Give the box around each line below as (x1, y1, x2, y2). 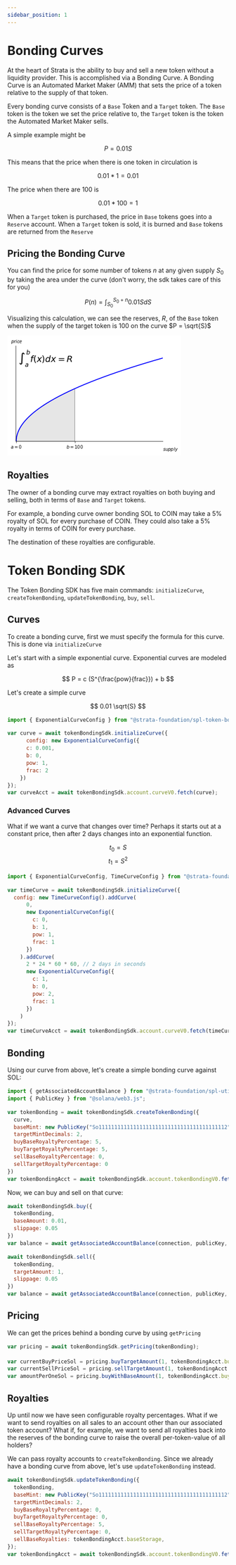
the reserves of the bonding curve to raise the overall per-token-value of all (7, 1433, 226, 1442)
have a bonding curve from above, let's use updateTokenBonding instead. (7, 1462, 216, 1470)
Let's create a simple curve (7, 688, 86, 697)
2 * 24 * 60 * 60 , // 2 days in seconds (25, 961, 146, 968)
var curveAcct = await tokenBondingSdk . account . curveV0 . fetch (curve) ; (7, 789, 218, 797)
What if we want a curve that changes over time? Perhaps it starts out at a (7, 822, 221, 830)
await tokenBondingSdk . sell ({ (7, 1253, 96, 1260)
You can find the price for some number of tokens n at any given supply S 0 (7, 266, 224, 277)
